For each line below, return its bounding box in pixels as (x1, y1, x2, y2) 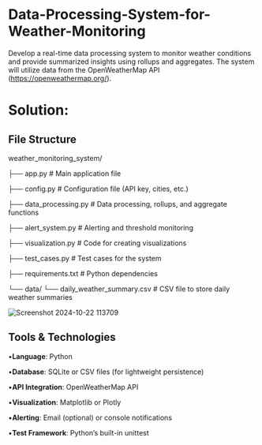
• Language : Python (8, 351, 73, 361)
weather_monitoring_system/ (8, 153, 103, 163)
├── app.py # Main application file (8, 168, 122, 178)
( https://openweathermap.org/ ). (8, 73, 112, 83)
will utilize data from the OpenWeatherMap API (8, 65, 160, 74)
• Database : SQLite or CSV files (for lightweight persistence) (8, 367, 204, 376)
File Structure (8, 133, 77, 146)
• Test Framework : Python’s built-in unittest (8, 428, 150, 437)
